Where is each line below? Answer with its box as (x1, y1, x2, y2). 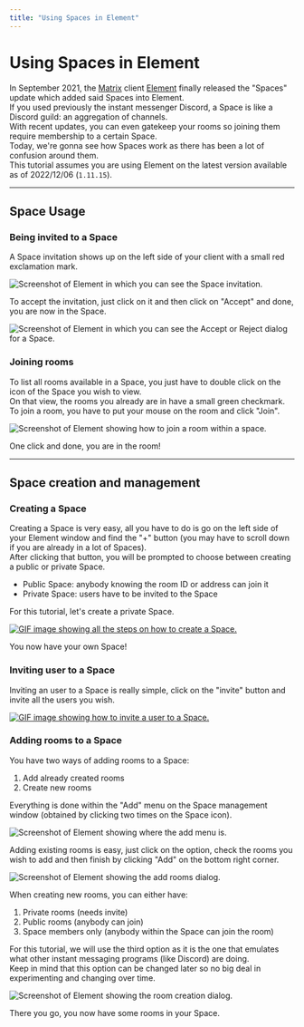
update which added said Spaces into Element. (9, 92, 185, 102)
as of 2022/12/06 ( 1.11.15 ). (9, 169, 113, 179)
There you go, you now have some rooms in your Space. (9, 1007, 220, 1018)
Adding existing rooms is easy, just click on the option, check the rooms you (9, 844, 293, 855)
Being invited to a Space (9, 230, 118, 243)
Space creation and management (9, 475, 201, 490)
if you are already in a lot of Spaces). (9, 542, 147, 553)
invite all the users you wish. (9, 694, 115, 705)
